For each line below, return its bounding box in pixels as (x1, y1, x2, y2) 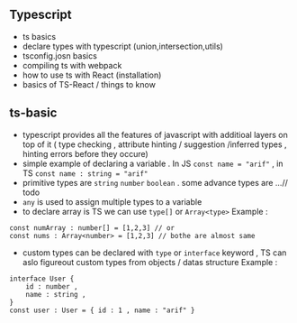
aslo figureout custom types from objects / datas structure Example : (22, 256, 278, 267)
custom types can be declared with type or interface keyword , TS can (22, 247, 287, 258)
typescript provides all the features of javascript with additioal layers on (22, 129, 288, 140)
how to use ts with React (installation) (22, 69, 162, 80)
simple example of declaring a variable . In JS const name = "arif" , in (22, 158, 283, 169)
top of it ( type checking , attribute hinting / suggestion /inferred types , (22, 139, 287, 150)
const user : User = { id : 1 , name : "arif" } (9, 306, 195, 315)
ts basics (22, 31, 57, 42)
